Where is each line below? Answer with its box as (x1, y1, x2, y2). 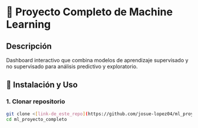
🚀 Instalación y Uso (6, 80, 78, 90)
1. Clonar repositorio (6, 97, 65, 106)
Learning (6, 18, 51, 31)
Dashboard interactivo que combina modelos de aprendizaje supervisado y (6, 57, 189, 63)
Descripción (6, 41, 52, 51)
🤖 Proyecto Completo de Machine (6, 5, 173, 19)
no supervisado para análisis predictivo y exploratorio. (6, 63, 138, 70)
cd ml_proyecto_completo (6, 116, 67, 122)
